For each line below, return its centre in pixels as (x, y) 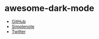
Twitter (19, 31)
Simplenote (23, 26)
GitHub (19, 21)
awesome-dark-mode (49, 8)
